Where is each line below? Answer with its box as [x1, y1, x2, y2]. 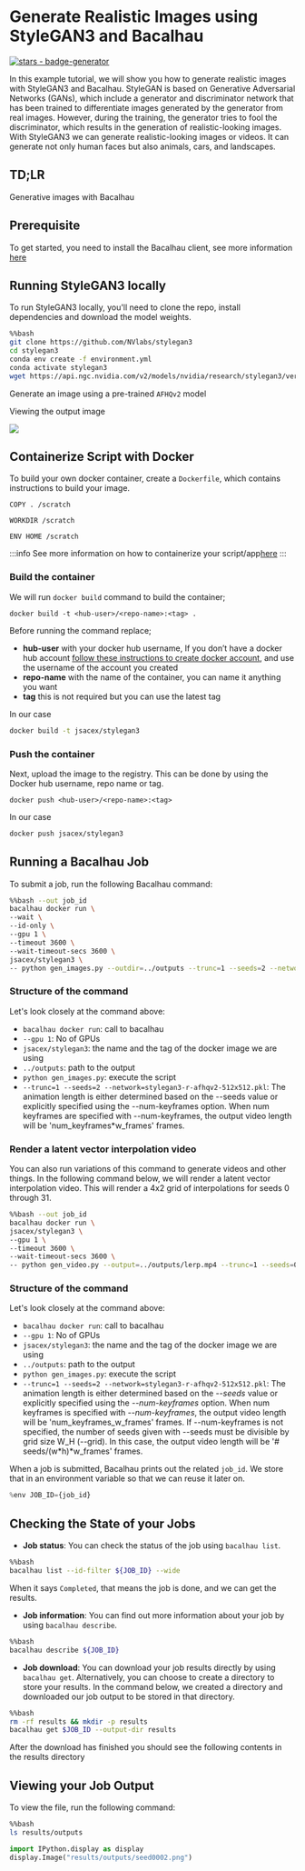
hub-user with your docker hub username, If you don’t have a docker [22, 643, 283, 654]
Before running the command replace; [9, 625, 152, 635]
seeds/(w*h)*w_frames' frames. [22, 1446, 143, 1456]
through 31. [9, 1193, 52, 1204]
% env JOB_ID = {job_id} [9, 1491, 92, 1500]
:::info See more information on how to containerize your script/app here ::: [9, 548, 288, 559]
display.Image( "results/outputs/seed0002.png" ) [9, 1853, 193, 1862]
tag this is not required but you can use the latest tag [22, 691, 221, 702]
